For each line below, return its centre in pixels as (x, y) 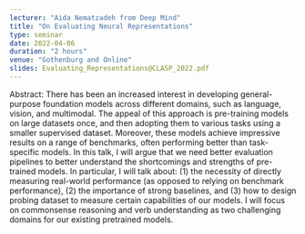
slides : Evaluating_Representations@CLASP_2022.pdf (109, 69)
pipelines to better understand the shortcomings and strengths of (132, 161)
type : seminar (36, 34)
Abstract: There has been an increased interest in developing (124, 94)
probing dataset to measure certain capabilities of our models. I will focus (147, 200)
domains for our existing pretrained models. (91, 219)
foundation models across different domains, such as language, (162, 103)
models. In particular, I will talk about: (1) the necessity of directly (160, 171)
